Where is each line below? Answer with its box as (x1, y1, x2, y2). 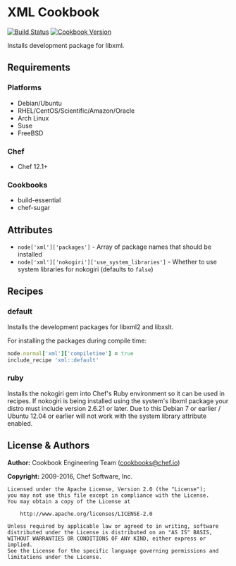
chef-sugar (17, 204, 51, 212)
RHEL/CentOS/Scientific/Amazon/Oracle (17, 106, 135, 115)
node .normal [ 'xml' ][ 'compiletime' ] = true (7, 350, 134, 357)
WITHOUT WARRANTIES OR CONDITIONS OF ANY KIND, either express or (7, 535, 206, 542)
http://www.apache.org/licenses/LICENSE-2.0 (20, 510, 153, 517)
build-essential (17, 196, 61, 204)
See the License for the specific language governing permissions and (7, 547, 219, 554)
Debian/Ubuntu (17, 99, 62, 107)
